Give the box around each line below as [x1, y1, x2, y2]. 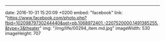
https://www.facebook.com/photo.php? [7, 15, 87, 20]
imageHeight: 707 [5, 30, 41, 36]
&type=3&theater [5, 25, 40, 31]
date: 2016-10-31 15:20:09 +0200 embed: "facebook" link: [5, 10, 123, 15]
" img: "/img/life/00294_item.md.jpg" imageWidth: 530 [39, 25, 150, 31]
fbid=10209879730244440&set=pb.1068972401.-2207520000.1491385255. [5, 20, 159, 26]
